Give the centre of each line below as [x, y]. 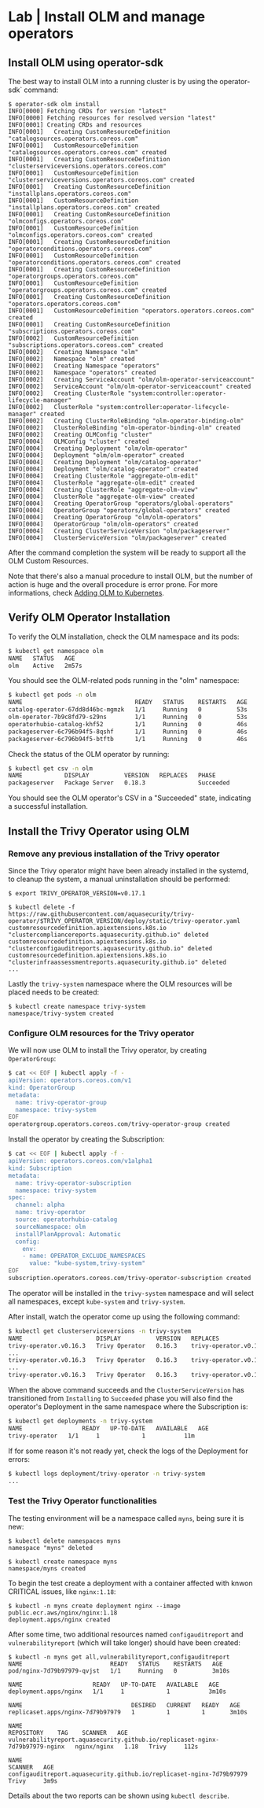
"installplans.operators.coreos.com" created [84, 208]
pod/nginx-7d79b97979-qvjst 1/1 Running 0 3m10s [119, 1671]
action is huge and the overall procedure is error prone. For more [113, 585]
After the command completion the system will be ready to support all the [127, 552]
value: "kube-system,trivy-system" [87, 1264]
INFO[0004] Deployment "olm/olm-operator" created [96, 456]
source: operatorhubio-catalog [66, 1219]
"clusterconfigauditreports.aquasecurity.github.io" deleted [110, 948]
